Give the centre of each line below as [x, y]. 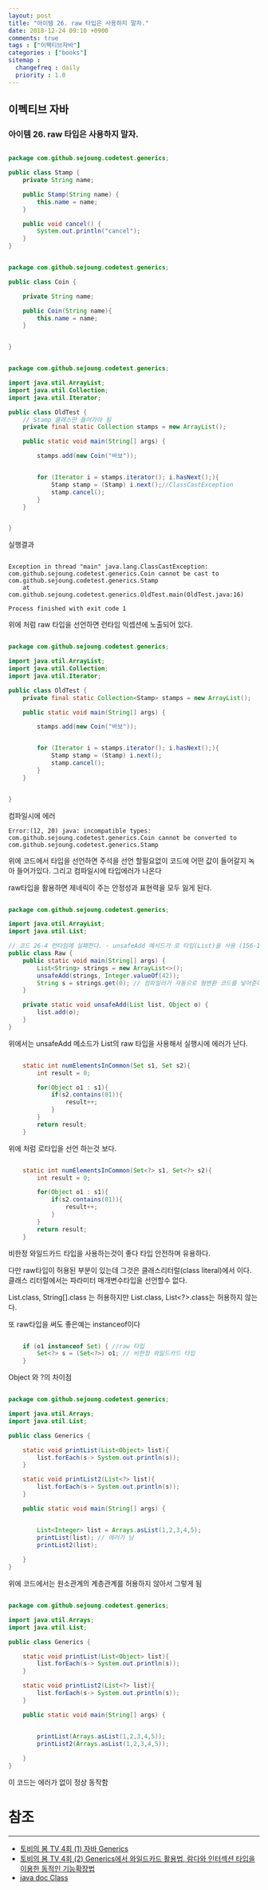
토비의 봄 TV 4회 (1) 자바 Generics [74, 1848]
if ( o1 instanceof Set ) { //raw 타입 [84, 1346]
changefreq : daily [48, 68]
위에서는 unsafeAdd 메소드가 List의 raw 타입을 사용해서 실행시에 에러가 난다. [128, 1043]
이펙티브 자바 [39, 110]
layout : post [30, 16]
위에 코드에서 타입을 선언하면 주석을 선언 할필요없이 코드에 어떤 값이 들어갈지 [128, 861]
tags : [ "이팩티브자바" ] [45, 46]
